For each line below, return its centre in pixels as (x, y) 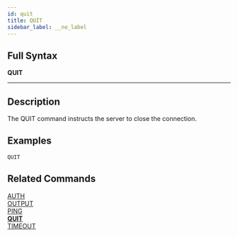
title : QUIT (25, 21)
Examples (29, 141)
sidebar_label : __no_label (47, 27)
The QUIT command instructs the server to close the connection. (102, 118)
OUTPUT (21, 203)
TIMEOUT (22, 226)
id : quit (20, 14)
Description (34, 102)
